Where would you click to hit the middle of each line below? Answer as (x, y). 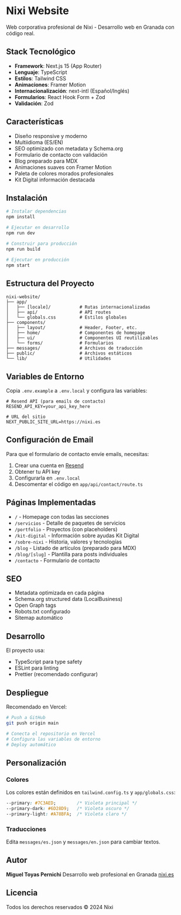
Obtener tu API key (37, 471)
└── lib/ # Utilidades (59, 359)
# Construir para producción (42, 244)
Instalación (27, 198)
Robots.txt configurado (42, 612)
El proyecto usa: (25, 650)
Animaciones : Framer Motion (50, 85)
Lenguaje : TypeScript (41, 72)
